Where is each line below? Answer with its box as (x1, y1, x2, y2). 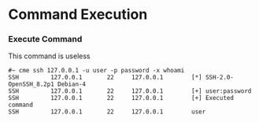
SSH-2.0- (205, 73, 235, 82)
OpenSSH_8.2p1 (8, 80, 55, 88)
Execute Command (8, 34, 83, 45)
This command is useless (8, 51, 91, 61)
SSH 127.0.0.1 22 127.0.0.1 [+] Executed (8, 94, 235, 102)
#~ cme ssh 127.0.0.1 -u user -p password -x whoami (8, 67, 185, 75)
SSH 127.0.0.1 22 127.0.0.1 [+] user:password (8, 87, 252, 95)
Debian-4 (57, 80, 87, 88)
